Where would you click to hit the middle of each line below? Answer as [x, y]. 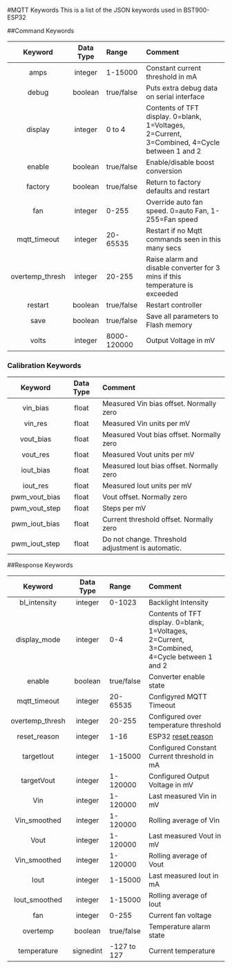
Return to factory [174, 182]
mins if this [164, 276]
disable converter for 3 [183, 268]
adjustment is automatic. [142, 548]
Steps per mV [124, 508]
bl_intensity [38, 602]
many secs [164, 248]
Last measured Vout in [185, 836]
